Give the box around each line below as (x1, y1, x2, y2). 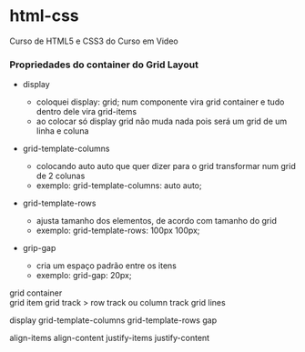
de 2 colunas (36, 170, 86, 182)
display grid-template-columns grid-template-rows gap (9, 315, 217, 326)
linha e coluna (36, 126, 89, 136)
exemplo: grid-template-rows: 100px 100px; (36, 225, 200, 236)
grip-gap (22, 243, 56, 254)
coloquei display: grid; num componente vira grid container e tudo (36, 96, 285, 107)
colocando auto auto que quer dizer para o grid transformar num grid (36, 161, 296, 172)
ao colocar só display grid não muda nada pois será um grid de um (36, 116, 288, 127)
